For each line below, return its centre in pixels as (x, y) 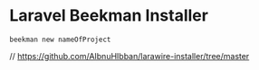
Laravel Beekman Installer (109, 16)
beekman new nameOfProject (60, 39)
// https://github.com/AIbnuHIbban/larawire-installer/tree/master (129, 56)
